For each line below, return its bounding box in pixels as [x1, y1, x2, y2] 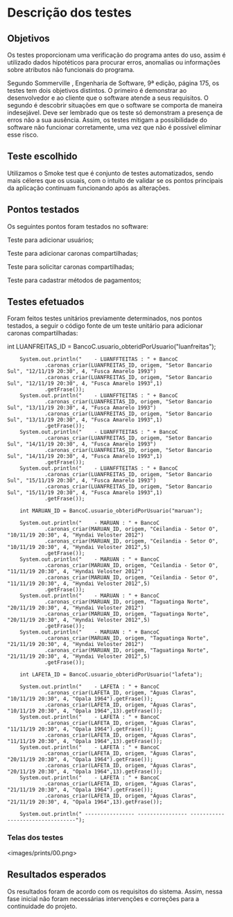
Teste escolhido [7, 150, 78, 162]
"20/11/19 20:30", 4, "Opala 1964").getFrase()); [7, 756, 154, 763]
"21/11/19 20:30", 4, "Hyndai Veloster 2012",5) [7, 653, 150, 660]
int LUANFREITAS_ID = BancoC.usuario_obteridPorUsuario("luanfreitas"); [7, 342, 216, 351]
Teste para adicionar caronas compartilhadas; [7, 249, 139, 257]
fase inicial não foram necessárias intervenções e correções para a [7, 894, 200, 902]
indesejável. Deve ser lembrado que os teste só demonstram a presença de [7, 109, 223, 116]
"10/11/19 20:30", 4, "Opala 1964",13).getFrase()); [7, 708, 163, 715]
